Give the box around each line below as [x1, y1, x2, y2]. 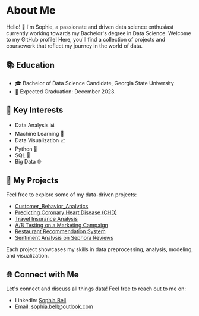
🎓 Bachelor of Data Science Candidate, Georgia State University [14, 79, 174, 86]
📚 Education [6, 60, 55, 70]
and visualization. [6, 252, 49, 259]
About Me [6, 4, 56, 17]
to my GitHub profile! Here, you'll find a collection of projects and [6, 36, 165, 43]
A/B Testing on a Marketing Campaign [14, 221, 108, 229]
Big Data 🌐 [14, 158, 42, 165]
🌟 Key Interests [6, 105, 64, 115]
